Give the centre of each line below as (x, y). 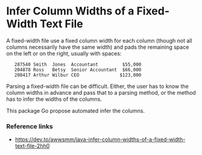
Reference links (30, 126)
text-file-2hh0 (32, 146)
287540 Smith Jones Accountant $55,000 (78, 65)
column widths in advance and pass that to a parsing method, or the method (101, 92)
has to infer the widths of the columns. (54, 99)
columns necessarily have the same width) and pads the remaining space (98, 47)
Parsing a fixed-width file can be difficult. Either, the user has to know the (97, 86)
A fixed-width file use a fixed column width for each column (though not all (99, 40)
